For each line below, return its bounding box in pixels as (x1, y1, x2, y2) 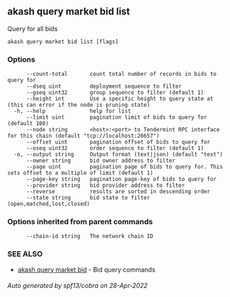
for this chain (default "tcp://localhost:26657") (7, 132, 160, 140)
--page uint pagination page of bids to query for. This (25, 163, 223, 170)
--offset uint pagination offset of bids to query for (25, 139, 211, 146)
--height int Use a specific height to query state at (25, 95, 214, 103)
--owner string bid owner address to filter (25, 157, 176, 165)
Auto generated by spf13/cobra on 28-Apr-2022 (7, 281, 148, 290)
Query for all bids (7, 24, 58, 33)
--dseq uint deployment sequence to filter (25, 83, 182, 91)
